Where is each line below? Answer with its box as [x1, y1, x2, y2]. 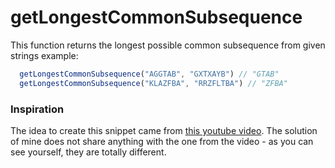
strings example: [10, 49, 79, 61]
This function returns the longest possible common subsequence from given [10, 39, 326, 51]
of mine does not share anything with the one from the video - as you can [10, 135, 314, 147]
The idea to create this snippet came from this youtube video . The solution [10, 124, 318, 136]
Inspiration [10, 102, 65, 116]
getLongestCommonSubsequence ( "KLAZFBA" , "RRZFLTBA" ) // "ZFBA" [19, 78, 288, 88]
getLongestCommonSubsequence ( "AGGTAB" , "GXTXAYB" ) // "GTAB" [19, 69, 280, 79]
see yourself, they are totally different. [10, 146, 167, 158]
